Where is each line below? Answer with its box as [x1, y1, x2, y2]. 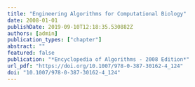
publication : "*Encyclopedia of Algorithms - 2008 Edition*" [7, 56, 190, 63]
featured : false [7, 50, 55, 57]
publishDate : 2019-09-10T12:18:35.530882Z [7, 23, 133, 30]
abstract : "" [7, 43, 46, 50]
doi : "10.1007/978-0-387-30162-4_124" [7, 69, 121, 76]
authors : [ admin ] [7, 29, 58, 37]
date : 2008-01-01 [7, 17, 58, 24]
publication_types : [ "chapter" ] [7, 36, 102, 43]
